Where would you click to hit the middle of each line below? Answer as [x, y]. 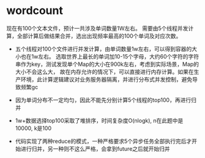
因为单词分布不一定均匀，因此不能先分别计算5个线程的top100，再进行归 [106, 100]
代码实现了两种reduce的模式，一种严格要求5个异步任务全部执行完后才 [103, 141]
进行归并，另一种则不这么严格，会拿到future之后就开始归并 [95, 149]
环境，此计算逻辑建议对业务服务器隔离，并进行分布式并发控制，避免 [106, 79]
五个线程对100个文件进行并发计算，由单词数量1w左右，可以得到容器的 [103, 49]
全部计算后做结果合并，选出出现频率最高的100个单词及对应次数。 [99, 36]
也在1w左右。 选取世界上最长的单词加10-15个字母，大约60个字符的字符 [110, 56]
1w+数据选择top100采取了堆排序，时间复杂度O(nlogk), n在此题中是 [99, 120]
